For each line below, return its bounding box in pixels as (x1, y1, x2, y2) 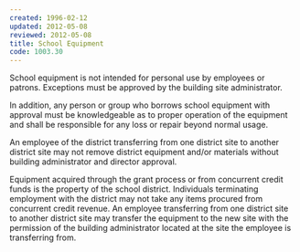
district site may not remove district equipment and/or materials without (9, 147, 279, 158)
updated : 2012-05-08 (9, 22, 89, 31)
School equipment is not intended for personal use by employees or (9, 72, 265, 83)
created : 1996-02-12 (9, 13, 89, 23)
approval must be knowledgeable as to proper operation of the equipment (9, 110, 288, 121)
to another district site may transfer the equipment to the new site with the (9, 213, 289, 224)
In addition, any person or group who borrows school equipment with (9, 100, 271, 110)
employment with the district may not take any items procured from (9, 194, 263, 205)
